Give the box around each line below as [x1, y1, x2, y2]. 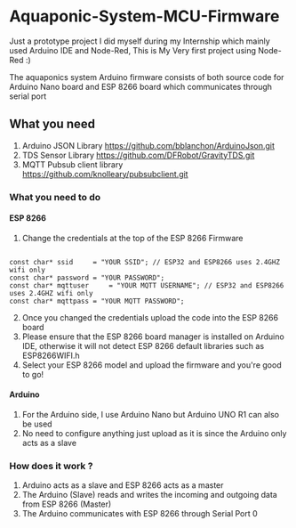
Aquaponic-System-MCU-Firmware [9, 6, 280, 27]
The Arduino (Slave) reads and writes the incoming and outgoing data [21, 490, 277, 500]
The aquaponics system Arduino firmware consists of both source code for [9, 71, 284, 82]
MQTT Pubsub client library [21, 158, 124, 170]
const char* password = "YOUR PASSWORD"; [9, 273, 165, 282]
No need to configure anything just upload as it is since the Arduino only [21, 428, 287, 439]
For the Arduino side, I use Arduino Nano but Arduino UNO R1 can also [21, 410, 280, 420]
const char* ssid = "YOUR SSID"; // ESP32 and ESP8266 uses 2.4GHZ [9, 257, 280, 266]
